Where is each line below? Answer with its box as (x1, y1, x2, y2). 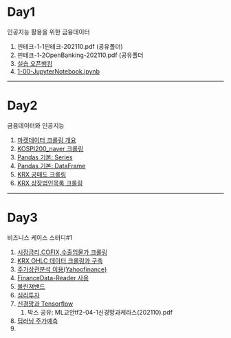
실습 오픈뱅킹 (16, 59, 53, 67)
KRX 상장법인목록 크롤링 (16, 179, 83, 187)
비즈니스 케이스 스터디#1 (7, 233, 73, 241)
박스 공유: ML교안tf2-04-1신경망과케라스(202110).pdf (27, 308, 173, 316)
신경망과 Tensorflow (16, 300, 74, 308)
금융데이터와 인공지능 (7, 121, 65, 129)
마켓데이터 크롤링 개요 (16, 135, 77, 144)
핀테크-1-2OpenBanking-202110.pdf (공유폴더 (16, 51, 144, 59)
